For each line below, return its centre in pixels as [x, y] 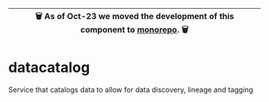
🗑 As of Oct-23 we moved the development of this [134, 16]
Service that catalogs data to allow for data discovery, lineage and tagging [131, 89]
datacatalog [49, 68]
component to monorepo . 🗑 [134, 29]
